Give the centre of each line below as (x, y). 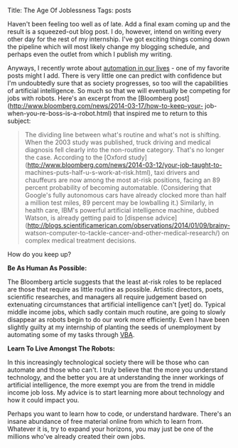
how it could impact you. (43, 400)
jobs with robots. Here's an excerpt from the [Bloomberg (90, 98)
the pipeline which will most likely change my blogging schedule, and (109, 47)
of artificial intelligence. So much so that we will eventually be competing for (119, 91)
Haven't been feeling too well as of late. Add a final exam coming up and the (119, 24)
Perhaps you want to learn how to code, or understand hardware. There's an (119, 414)
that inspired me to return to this (160, 113)
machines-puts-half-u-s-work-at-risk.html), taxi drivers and (112, 172)
